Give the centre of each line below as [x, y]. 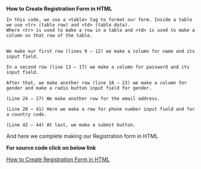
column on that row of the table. [50, 35]
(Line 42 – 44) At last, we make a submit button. [71, 125]
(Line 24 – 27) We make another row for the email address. [83, 99]
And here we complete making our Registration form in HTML [82, 136]
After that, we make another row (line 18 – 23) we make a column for [97, 83]
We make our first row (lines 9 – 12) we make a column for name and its [101, 51]
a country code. [26, 114]
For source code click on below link [51, 148]
